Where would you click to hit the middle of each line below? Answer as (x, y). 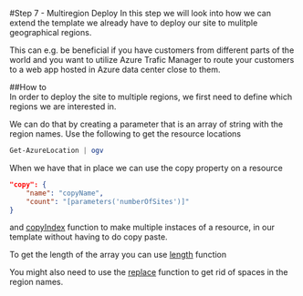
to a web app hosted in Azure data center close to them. (115, 69)
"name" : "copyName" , (65, 193)
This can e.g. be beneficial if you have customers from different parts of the (152, 50)
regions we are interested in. (63, 107)
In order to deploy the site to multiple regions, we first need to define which (151, 97)
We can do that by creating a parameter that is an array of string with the (146, 124)
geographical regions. (51, 32)
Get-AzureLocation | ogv (57, 150)
